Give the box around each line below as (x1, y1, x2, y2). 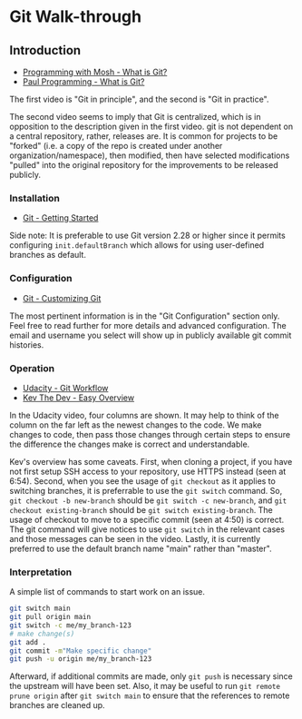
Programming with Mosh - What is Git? (22, 66, 168, 77)
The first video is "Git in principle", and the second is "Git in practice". (9, 94, 269, 104)
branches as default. (9, 250, 86, 261)
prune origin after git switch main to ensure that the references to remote (9, 690, 290, 701)
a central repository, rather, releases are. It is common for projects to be (9, 131, 278, 142)
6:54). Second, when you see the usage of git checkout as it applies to (9, 475, 277, 487)
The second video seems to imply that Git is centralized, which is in (9, 112, 261, 122)
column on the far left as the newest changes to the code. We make (9, 419, 262, 430)
